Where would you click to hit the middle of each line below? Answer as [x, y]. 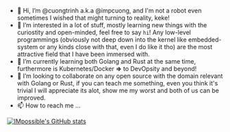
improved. [31, 98]
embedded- [205, 40]
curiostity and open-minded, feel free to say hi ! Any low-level [104, 32]
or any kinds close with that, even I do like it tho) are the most [126, 47]
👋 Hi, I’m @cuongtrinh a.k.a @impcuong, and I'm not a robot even [109, 11]
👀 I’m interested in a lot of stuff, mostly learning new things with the [112, 25]
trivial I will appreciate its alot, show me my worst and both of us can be [118, 90]
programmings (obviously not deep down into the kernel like [102, 40]
